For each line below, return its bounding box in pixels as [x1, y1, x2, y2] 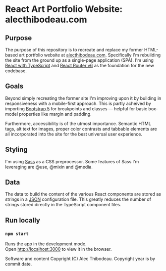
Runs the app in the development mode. [5, 241, 87, 247]
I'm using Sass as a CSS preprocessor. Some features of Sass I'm [5, 158, 139, 164]
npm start [5, 231, 29, 236]
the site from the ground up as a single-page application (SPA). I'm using [5, 57, 154, 63]
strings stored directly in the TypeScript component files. [5, 202, 121, 208]
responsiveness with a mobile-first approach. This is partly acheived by [5, 100, 151, 106]
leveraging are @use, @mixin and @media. [5, 164, 93, 170]
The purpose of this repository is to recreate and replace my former [5, 47, 143, 52]
